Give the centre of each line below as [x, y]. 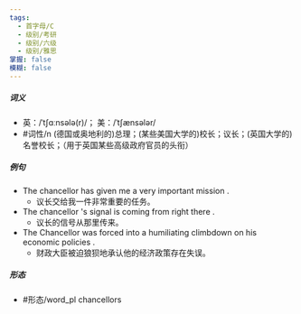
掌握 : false [30, 60]
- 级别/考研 [37, 34]
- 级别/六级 [37, 43]
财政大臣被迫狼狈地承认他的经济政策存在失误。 [123, 253]
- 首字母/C [36, 26]
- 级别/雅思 [37, 51]
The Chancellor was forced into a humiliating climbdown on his [140, 232]
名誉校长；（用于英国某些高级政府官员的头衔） [108, 144]
